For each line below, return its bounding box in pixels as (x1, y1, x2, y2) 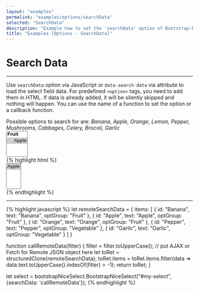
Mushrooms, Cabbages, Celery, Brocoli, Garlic (6, 124, 120, 131)
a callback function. (6, 107, 54, 114)
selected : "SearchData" (6, 20, 65, 25)
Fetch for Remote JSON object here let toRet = (6, 249, 120, 256)
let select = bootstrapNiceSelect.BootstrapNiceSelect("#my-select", (6, 273, 172, 280)
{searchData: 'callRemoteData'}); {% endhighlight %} (6, 279, 136, 286)
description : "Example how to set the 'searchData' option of (6, 25, 163, 31)
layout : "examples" (6, 8, 54, 15)
